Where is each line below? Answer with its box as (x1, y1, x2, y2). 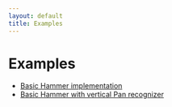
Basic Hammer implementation (19, 81, 123, 91)
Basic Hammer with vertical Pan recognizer (19, 90, 164, 100)
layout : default (8, 11, 63, 20)
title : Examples (8, 19, 63, 28)
